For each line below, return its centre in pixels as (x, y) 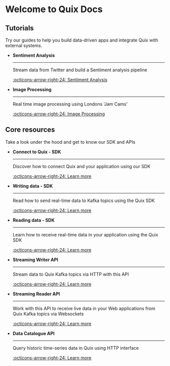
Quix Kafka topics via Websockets (48, 314)
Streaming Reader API (36, 294)
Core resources (30, 130)
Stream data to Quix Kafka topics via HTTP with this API (71, 274)
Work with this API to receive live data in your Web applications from (84, 308)
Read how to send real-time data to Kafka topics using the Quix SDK (84, 200)
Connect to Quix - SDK (37, 152)
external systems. (24, 46)
